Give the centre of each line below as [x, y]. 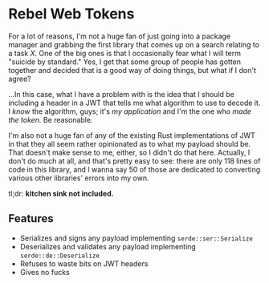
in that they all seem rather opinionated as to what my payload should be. [130, 144]
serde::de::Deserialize [60, 256]
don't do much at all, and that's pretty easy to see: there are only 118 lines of [134, 160]
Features [31, 218]
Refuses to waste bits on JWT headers [84, 263]
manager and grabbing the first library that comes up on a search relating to [134, 44]
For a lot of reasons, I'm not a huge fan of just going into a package [120, 36]
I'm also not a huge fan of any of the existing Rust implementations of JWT [132, 135]
